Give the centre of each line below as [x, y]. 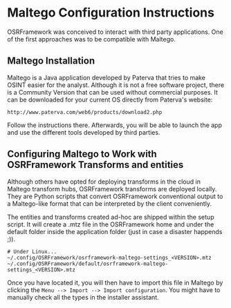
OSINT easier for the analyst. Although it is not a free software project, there [116, 85]
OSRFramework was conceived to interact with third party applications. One [115, 32]
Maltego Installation [51, 61]
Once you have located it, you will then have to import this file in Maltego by [115, 282]
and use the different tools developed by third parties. [84, 132]
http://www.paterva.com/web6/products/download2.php [85, 112]
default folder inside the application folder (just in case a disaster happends [115, 231]
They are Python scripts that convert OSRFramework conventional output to [115, 196]
